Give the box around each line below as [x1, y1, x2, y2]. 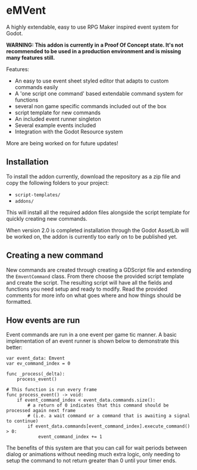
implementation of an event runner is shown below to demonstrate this [6, 337, 180, 344]
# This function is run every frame [6, 387, 97, 393]
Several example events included [14, 121, 96, 129]
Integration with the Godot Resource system [14, 128, 123, 135]
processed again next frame [6, 408, 76, 414]
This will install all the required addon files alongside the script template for [6, 209, 190, 216]
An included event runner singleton [14, 115, 101, 123]
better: [6, 344, 23, 351]
